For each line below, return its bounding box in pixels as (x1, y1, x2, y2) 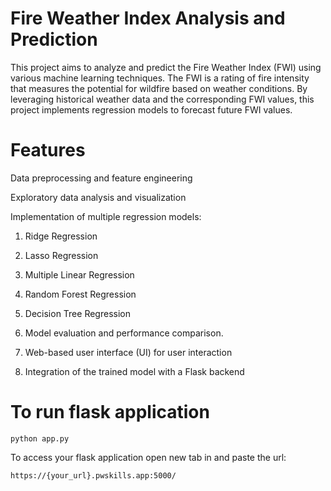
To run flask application (10, 401, 210, 424)
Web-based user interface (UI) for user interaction (24, 346, 233, 358)
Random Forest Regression (24, 288, 137, 300)
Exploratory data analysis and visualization (10, 191, 187, 203)
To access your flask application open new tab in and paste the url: (10, 451, 287, 463)
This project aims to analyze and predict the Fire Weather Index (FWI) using (10, 61, 322, 73)
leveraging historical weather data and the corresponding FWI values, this (10, 93, 315, 105)
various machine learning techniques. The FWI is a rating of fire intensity (10, 72, 310, 84)
